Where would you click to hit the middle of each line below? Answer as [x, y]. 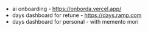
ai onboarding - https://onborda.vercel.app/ [67, 9]
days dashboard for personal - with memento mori [75, 22]
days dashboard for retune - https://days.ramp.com [77, 15]
